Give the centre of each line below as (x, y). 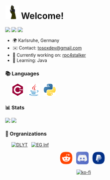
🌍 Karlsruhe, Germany (36, 40)
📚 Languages (22, 73)
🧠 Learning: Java (30, 60)
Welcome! (42, 16)
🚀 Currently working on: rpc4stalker (49, 55)
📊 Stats (15, 108)
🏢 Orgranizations (26, 134)
